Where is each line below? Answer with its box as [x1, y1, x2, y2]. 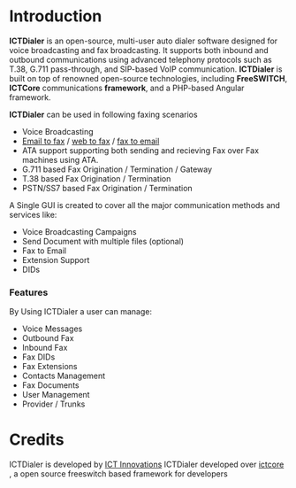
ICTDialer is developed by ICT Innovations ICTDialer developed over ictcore [9, 459, 285, 470]
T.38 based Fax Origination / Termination [21, 173, 171, 183]
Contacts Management [21, 370, 106, 382]
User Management [21, 390, 90, 400]
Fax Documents [21, 380, 80, 391]
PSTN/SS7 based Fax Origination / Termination [21, 182, 193, 193]
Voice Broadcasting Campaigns [21, 226, 137, 236]
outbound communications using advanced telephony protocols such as [9, 54, 272, 65]
